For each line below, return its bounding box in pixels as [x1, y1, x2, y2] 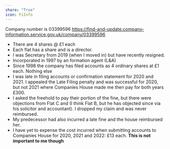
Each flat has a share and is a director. [12, 46, 93, 53]
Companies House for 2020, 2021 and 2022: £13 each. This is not [12, 132, 151, 138]
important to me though [12, 137, 64, 144]
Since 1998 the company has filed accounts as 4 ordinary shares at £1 [12, 63, 159, 69]
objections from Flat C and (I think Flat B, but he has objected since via [12, 100, 161, 106]
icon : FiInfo [5, 12, 33, 17]
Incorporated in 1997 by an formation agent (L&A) [12, 57, 116, 63]
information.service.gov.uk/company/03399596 [5, 31, 106, 37]
